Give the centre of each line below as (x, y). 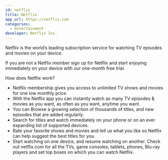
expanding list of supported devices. (51, 125)
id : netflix (18, 10)
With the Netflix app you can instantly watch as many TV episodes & (83, 98)
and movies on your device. (34, 53)
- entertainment (27, 29)
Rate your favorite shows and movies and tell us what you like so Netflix (87, 131)
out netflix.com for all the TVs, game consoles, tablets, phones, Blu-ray (86, 147)
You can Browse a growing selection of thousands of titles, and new (83, 109)
